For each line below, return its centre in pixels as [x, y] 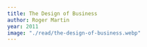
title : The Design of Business [52, 13]
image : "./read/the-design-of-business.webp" [74, 33]
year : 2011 [23, 26]
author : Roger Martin [38, 20]
